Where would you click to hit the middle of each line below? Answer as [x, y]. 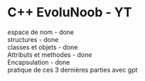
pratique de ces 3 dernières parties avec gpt [72, 70]
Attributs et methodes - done [50, 55]
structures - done [33, 39]
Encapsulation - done [39, 62]
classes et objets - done [43, 47]
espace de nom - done [41, 32]
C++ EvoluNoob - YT [70, 12]
